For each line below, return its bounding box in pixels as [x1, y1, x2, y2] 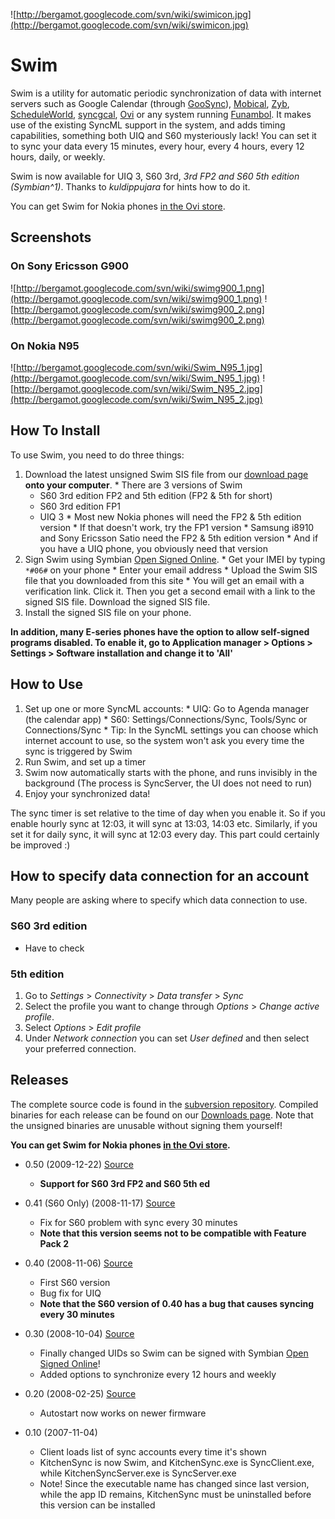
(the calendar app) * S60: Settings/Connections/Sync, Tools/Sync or [24, 713, 308, 725]
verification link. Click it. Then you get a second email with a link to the [24, 585, 316, 597]
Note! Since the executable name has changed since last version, [39, 1477, 310, 1489]
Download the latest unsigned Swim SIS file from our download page [24, 468, 309, 480]
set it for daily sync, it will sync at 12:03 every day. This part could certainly [10, 828, 320, 840]
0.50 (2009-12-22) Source [24, 1158, 134, 1170]
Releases [10, 1072, 69, 1089]
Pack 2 [39, 1237, 70, 1249]
